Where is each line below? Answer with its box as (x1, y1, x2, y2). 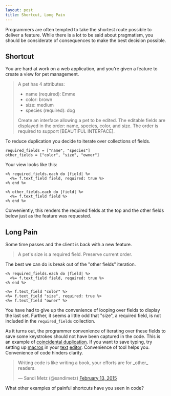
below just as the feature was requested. (5, 213, 91, 219)
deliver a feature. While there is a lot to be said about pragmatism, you (5, 32, 154, 38)
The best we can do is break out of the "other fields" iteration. (5, 261, 136, 267)
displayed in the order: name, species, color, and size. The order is (17, 123, 159, 129)
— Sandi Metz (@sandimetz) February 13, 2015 (17, 375, 117, 381)
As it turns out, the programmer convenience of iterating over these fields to (5, 328, 166, 334)
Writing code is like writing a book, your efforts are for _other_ (17, 360, 148, 366)
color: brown (25, 96, 53, 103)
